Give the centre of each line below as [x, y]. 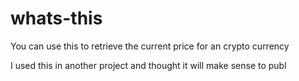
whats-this [56, 18]
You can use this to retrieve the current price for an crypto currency [150, 46]
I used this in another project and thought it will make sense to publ [148, 65]
